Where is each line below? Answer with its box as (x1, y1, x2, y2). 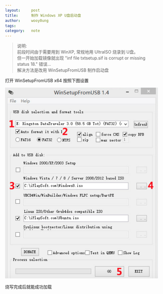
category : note (5, 28, 40, 34)
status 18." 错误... (16, 61, 51, 67)
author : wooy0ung (5, 18, 49, 23)
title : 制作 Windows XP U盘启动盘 (5, 13, 81, 18)
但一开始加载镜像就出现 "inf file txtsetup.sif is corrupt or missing (16, 55, 146, 61)
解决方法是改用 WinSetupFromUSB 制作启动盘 (16, 67, 109, 73)
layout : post (5, 8, 40, 13)
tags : (5, 23, 16, 28)
